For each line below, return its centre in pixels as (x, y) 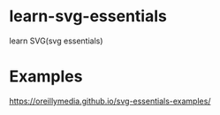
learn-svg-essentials (88, 16)
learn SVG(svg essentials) (56, 41)
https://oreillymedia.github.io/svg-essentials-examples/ (110, 101)
